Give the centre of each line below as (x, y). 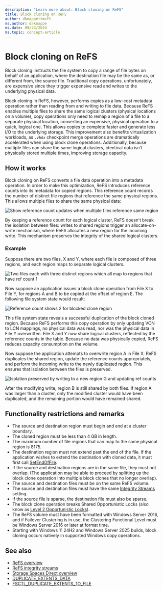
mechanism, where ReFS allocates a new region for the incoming (82, 230)
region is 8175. (27, 447)
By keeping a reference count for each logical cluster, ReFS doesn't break (80, 220)
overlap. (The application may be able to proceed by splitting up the (81, 473)
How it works (25, 168)
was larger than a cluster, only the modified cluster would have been (74, 394)
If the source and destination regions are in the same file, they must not (84, 467)
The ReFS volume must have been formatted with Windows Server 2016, (85, 514)
